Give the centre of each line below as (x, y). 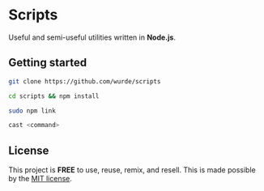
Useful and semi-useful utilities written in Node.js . (92, 37)
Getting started (48, 63)
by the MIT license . (40, 179)
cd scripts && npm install (54, 96)
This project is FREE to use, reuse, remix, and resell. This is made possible (132, 170)
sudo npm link (32, 111)
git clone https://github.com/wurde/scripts (85, 81)
